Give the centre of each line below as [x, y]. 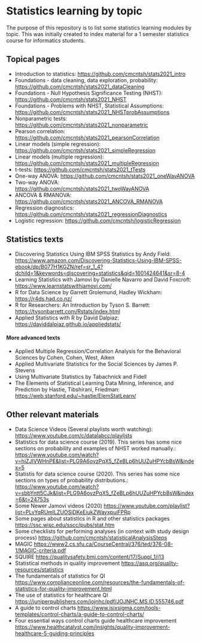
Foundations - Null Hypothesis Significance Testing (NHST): [89, 93]
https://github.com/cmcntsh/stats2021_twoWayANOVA [82, 189]
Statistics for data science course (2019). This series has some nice [98, 442]
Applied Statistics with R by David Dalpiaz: [67, 318]
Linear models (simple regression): [58, 144]
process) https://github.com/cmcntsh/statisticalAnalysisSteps [91, 537]
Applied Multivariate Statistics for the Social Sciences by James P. [96, 364]
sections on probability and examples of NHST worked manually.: [95, 448]
